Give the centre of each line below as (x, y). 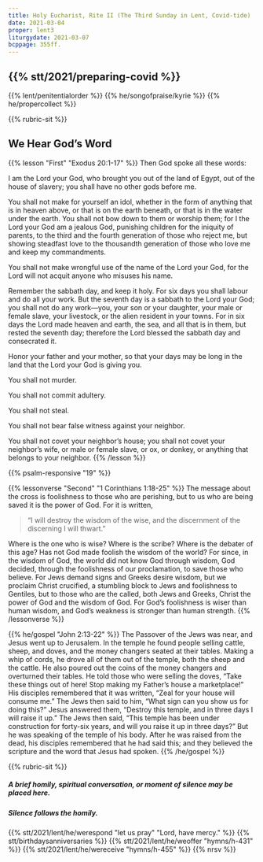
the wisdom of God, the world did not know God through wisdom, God (122, 560)
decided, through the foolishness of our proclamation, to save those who (126, 568)
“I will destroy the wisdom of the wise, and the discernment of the (134, 520)
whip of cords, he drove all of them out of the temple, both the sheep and (127, 659)
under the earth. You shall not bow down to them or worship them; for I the (129, 218)
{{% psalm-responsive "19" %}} (60, 472)
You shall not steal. (38, 410)
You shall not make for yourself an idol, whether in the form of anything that (130, 202)
